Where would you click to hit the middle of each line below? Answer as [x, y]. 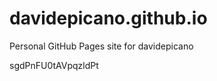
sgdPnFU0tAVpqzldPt [54, 65]
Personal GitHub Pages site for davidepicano [101, 46]
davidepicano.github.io [108, 18]
